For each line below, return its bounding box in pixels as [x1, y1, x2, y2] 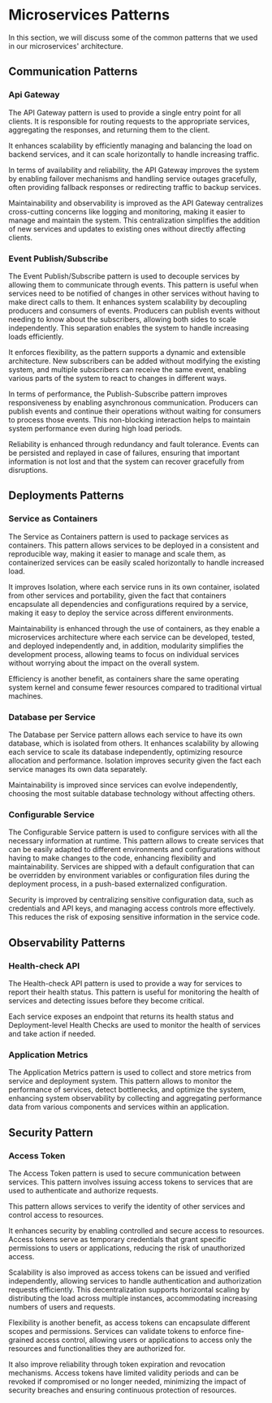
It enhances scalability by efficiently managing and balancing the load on [8, 141, 253, 150]
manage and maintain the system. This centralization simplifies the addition [8, 215, 261, 225]
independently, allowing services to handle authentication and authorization [8, 1275, 262, 1285]
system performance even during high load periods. [8, 423, 183, 433]
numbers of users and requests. [8, 1301, 116, 1311]
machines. [8, 691, 43, 700]
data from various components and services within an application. [8, 1102, 230, 1112]
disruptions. [8, 465, 49, 474]
